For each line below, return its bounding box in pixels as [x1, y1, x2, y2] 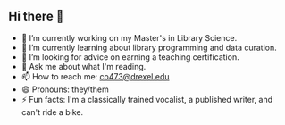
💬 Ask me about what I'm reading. [21, 61, 147, 71]
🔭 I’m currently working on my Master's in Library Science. [21, 32, 238, 43]
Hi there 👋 [8, 9, 64, 24]
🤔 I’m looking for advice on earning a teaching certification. [21, 51, 239, 62]
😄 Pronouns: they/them [21, 84, 109, 95]
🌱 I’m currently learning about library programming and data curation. [21, 42, 278, 53]
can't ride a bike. [21, 106, 84, 117]
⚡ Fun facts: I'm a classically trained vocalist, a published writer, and [21, 94, 273, 104]
